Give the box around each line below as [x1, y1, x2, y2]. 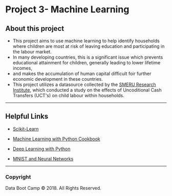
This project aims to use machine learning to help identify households [12, 38, 160, 44]
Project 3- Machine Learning [5, 4, 130, 15]
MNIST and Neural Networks [12, 155, 74, 162]
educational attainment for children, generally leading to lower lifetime [12, 60, 161, 65]
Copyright [5, 173, 31, 181]
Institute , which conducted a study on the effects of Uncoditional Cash [12, 87, 162, 93]
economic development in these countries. [12, 76, 103, 82]
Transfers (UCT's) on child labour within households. [12, 93, 124, 98]
